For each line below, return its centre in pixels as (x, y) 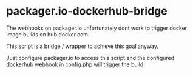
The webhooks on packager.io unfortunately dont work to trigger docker (97, 28)
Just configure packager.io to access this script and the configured (90, 58)
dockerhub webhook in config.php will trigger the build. (76, 64)
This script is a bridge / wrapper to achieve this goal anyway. (83, 46)
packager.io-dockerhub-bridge (87, 11)
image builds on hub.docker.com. (48, 34)
